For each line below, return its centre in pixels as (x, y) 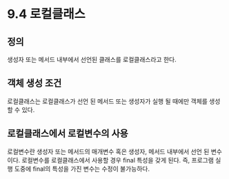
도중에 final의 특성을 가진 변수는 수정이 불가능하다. (82, 169)
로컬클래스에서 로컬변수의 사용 (68, 134)
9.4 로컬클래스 (47, 14)
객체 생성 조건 (34, 83)
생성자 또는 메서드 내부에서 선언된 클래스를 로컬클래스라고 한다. (92, 60)
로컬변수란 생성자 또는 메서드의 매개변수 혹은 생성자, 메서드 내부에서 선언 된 (108, 151)
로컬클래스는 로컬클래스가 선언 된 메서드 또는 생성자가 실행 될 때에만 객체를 (108, 101)
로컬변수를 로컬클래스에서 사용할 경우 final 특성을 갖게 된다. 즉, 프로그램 (118, 160)
